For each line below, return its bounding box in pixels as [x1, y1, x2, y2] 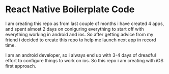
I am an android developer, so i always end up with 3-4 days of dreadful [5, 52, 156, 58]
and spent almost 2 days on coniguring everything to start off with [5, 26, 144, 32]
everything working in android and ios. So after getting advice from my [5, 31, 154, 37]
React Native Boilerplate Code [5, 4, 135, 15]
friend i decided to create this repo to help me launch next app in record [5, 37, 156, 43]
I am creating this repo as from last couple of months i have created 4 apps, [5, 20, 164, 27]
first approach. [5, 63, 37, 69]
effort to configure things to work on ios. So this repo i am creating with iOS [5, 57, 164, 63]
